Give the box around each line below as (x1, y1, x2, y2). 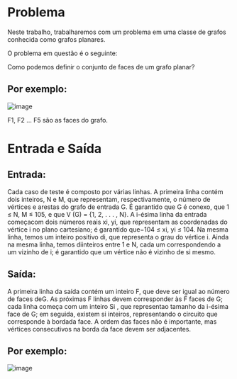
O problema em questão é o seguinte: (7, 49, 118, 57)
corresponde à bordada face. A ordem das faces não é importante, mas (7, 317, 217, 326)
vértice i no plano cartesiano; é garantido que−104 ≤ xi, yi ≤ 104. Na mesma (7, 225, 228, 234)
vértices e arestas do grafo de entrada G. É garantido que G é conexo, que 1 (7, 203, 229, 211)
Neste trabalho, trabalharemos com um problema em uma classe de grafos (7, 28, 227, 36)
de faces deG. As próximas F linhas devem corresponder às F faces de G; (7, 295, 224, 303)
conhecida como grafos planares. (7, 35, 106, 43)
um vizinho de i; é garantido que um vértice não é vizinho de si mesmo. (7, 247, 216, 256)
